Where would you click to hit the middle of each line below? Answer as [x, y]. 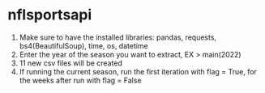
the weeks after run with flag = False [80, 80]
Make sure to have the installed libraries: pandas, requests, [118, 37]
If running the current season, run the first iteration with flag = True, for [138, 71]
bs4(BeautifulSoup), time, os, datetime [84, 45]
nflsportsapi [50, 15]
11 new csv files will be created [71, 63]
